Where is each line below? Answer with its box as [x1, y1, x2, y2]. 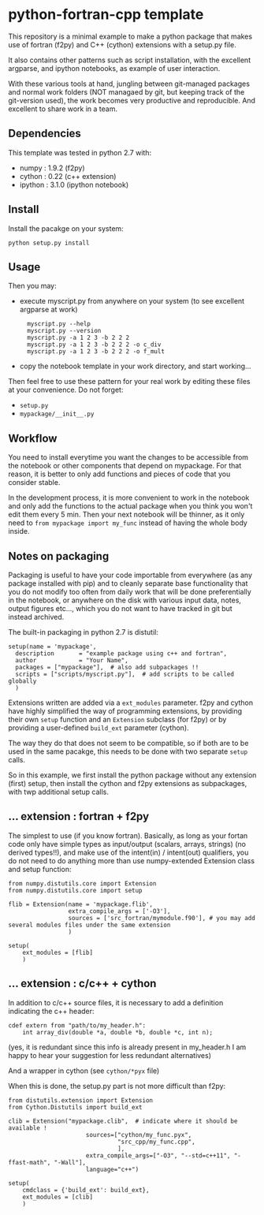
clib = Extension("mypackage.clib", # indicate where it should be [8, 1117, 238, 1125]
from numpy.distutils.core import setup [8, 886, 143, 894]
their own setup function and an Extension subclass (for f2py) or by [8, 715, 227, 724]
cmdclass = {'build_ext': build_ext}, [22, 1186, 150, 1194]
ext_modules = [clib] [22, 1193, 93, 1201]
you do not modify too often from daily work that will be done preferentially [8, 587, 252, 596]
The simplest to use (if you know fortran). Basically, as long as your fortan [8, 830, 248, 840]
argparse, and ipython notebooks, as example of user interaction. [8, 63, 221, 73]
